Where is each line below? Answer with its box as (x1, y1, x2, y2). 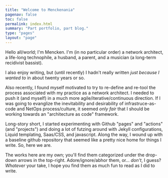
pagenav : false (5, 12, 37, 17)
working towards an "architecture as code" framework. (5, 111, 119, 117)
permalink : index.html (5, 21, 53, 27)
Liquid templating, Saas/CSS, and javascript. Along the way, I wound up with (5, 131, 163, 137)
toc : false (5, 17, 28, 22)
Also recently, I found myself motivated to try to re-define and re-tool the (5, 84, 156, 90)
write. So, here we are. (5, 142, 52, 148)
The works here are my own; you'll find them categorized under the (5, 151, 144, 158)
